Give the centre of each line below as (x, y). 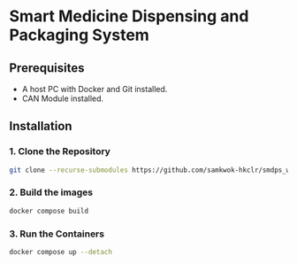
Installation (41, 126)
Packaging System (80, 35)
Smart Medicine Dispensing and (129, 16)
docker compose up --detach (61, 252)
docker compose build (49, 211)
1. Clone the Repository (60, 151)
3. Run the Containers (57, 234)
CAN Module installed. (63, 98)
